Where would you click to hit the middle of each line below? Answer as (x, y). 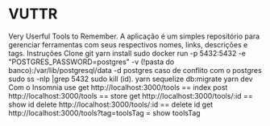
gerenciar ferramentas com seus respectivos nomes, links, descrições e (128, 44)
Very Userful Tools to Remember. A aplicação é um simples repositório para (134, 36)
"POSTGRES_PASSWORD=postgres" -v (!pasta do (91, 62)
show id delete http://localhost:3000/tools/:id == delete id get (111, 104)
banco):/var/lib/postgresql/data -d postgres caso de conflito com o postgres (135, 70)
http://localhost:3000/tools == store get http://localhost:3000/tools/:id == (131, 96)
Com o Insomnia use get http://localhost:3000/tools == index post (118, 87)
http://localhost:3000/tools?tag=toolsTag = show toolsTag (104, 112)
